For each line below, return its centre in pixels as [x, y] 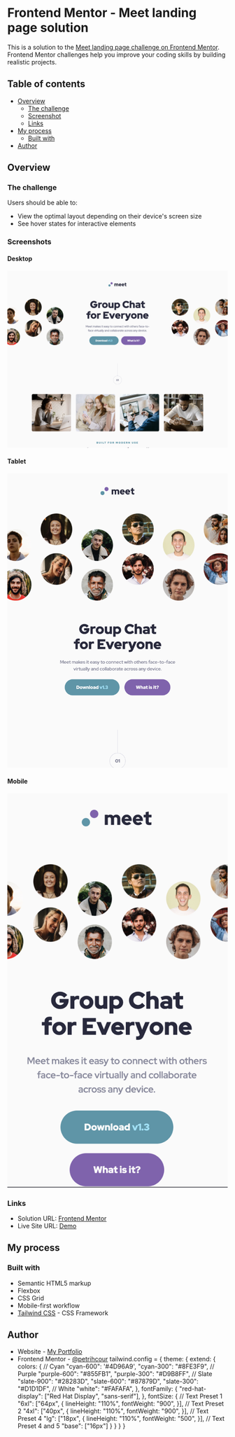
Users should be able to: [43, 203]
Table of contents [46, 84]
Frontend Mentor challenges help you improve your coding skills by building [116, 55]
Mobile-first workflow [49, 1305]
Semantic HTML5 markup [54, 1283]
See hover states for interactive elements [77, 224]
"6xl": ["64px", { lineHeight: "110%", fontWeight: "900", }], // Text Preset [121, 1404]
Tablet [17, 461]
